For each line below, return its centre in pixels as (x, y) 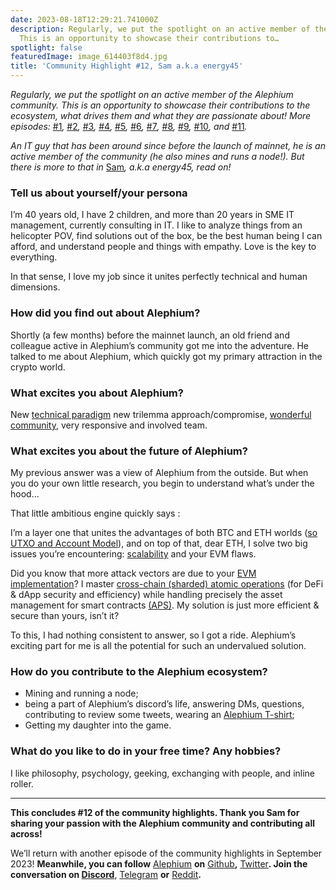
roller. (22, 783)
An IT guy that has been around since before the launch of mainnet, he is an (168, 145)
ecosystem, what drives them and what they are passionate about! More (161, 115)
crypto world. (38, 367)
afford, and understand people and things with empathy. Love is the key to (163, 247)
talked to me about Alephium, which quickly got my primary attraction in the (166, 356)
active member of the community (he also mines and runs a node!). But (157, 156)
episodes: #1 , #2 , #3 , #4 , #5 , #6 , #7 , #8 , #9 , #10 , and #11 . (129, 126)
